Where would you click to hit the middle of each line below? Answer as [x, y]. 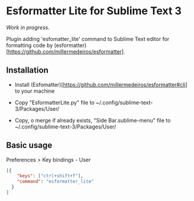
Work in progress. [28, 27]
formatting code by [30, 45]
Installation [27, 70]
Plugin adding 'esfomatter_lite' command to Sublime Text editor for [88, 39]
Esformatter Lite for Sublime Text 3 [94, 11]
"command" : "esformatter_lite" [55, 182]
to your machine [35, 91]
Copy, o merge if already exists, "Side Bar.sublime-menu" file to [93, 120]
